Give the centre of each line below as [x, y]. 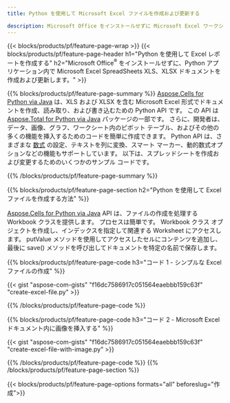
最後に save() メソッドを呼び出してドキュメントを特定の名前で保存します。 [114, 248]
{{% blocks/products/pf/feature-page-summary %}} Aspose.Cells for [106, 94]
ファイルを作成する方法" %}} [48, 199]
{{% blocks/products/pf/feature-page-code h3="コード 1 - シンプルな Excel [114, 262]
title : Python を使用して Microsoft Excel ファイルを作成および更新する [104, 13]
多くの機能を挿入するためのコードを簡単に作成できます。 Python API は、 [112, 136]
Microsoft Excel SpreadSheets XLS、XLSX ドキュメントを [139, 71]
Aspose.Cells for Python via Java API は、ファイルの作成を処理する [103, 214]
